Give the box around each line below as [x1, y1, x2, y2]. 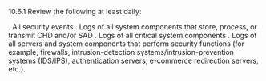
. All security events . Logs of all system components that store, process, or [8, 22, 258, 31]
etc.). [8, 64, 26, 74]
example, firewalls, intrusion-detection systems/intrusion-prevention [8, 48, 235, 56]
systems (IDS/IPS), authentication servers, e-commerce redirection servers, [8, 56, 259, 65]
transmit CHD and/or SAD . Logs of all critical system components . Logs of [8, 31, 257, 40]
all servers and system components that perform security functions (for [8, 39, 245, 48]
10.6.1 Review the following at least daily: [8, 7, 142, 16]
